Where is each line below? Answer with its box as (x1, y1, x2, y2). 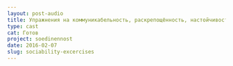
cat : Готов (7, 29, 39, 36)
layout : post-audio (7, 10, 64, 17)
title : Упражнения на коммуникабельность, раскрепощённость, (7, 16, 188, 23)
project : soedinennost (7, 36, 73, 43)
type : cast (7, 23, 39, 30)
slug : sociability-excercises (7, 49, 95, 56)
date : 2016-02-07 (7, 42, 58, 49)
